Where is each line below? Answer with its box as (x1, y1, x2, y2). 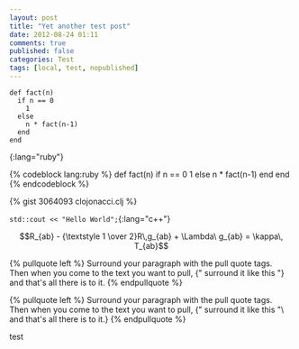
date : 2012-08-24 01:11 (9, 30, 99, 39)
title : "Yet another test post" (9, 22, 131, 31)
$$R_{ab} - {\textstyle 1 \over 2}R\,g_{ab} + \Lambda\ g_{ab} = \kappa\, (19, 231, 284, 242)
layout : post (9, 13, 59, 23)
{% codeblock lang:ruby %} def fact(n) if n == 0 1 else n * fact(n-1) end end (9, 169, 290, 179)
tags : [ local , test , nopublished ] (9, 64, 140, 73)
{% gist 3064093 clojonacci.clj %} (9, 196, 138, 207)
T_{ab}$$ (133, 240, 169, 251)
